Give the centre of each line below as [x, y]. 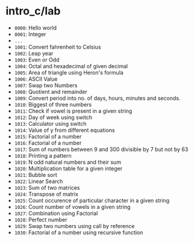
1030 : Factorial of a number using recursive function [79, 232]
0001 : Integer [30, 34]
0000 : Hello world [36, 28]
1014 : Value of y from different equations [64, 130]
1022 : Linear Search [39, 181]
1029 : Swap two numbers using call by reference [74, 226]
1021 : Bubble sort [36, 175]
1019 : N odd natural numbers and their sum [68, 162]
